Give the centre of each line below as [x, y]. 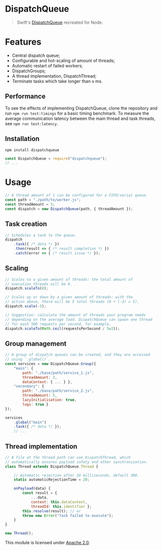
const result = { [40, 493]
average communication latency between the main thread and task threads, [80, 118]
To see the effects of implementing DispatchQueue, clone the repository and [81, 108]
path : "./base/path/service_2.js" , [58, 391]
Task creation [26, 224]
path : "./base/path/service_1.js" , [58, 373]
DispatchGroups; [29, 71]
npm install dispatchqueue [32, 150]
